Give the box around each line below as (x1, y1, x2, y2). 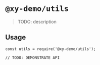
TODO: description (17, 18, 57, 24)
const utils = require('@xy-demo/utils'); (5, 46, 96, 51)
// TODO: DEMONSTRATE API (5, 55, 60, 60)
